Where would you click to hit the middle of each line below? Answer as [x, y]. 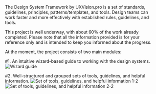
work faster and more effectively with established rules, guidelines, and [77, 17]
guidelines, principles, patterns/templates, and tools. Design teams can [77, 12]
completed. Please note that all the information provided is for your [72, 37]
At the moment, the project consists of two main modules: [63, 52]
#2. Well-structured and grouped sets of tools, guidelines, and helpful [75, 76]
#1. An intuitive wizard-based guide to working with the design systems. [78, 61]
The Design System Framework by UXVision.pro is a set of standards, [75, 7]
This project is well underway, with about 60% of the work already [72, 32]
